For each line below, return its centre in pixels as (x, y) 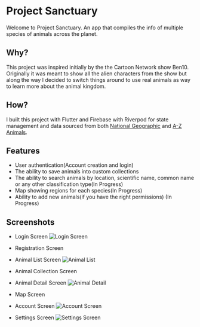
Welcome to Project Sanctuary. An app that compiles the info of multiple (95, 27)
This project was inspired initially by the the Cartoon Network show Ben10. (98, 67)
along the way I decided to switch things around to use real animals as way (99, 80)
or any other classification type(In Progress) (69, 184)
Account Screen (35, 306)
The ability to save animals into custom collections (77, 172)
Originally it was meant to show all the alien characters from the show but (96, 74)
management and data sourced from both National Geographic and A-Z (94, 126)
